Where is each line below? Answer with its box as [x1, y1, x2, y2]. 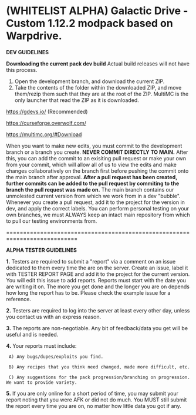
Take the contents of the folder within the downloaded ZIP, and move [14, 84, 182, 91]
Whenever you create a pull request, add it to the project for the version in [6, 199, 185, 206]
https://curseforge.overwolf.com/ [6, 119, 86, 126]
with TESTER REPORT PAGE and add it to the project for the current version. [6, 270, 190, 278]
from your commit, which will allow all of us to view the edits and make [6, 161, 177, 168]
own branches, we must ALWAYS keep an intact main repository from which [6, 211, 190, 218]
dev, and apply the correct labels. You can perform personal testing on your [6, 205, 190, 212]
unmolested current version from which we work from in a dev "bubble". [6, 192, 181, 199]
